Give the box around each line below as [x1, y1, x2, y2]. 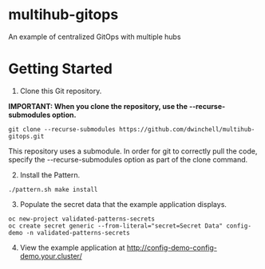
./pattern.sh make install [8, 185, 98, 193]
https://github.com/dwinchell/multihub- [118, 125, 255, 133]
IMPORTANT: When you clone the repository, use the [8, 101, 188, 111]
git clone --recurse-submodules [8, 125, 116, 133]
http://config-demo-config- [126, 243, 218, 252]
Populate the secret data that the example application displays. [19, 199, 227, 209]
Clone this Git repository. [19, 86, 102, 96]
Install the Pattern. [19, 170, 81, 180]
